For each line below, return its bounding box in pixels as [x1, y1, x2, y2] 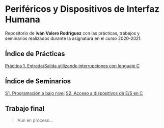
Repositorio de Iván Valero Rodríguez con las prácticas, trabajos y [5, 30, 140, 36]
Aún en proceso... [17, 117, 54, 124]
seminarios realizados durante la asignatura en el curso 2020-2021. [5, 35, 142, 41]
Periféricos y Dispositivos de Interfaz [5, 3, 160, 15]
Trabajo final [5, 104, 45, 113]
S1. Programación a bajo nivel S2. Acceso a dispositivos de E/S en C [5, 90, 143, 96]
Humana [5, 14, 40, 25]
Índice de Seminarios [5, 77, 71, 86]
